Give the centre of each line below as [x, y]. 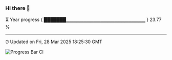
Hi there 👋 [18, 8]
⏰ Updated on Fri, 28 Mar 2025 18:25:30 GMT [54, 42]
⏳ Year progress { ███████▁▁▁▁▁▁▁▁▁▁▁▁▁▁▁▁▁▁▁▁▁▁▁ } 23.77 [84, 19]
